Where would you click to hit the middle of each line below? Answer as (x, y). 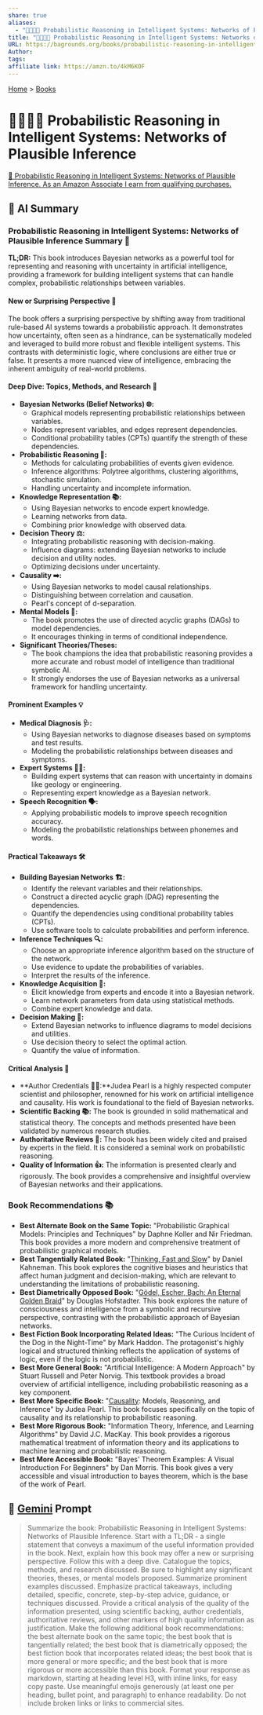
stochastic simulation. (66, 479)
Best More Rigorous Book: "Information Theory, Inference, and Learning (137, 1425)
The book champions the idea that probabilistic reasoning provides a (142, 653)
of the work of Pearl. (52, 1484)
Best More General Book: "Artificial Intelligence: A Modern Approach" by (137, 1367)
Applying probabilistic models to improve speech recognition (129, 813)
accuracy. (47, 821)
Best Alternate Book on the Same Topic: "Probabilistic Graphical (124, 1225)
